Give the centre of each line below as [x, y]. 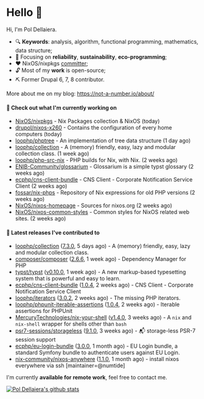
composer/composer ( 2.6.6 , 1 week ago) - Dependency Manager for [101, 259]
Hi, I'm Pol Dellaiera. [32, 29]
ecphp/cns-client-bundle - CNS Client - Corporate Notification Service [104, 180]
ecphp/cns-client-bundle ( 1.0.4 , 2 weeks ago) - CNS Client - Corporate [104, 285]
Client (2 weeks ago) [41, 186]
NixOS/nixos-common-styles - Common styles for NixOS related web [102, 212]
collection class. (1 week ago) [52, 154]
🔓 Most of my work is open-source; [60, 70]
